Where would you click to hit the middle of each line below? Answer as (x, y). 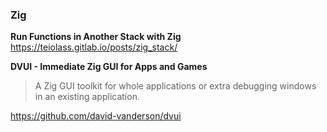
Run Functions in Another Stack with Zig (96, 37)
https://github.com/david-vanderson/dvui (96, 116)
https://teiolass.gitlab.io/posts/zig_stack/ (94, 47)
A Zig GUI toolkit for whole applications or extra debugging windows (175, 86)
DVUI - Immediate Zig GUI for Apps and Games (109, 67)
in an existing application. (87, 97)
